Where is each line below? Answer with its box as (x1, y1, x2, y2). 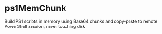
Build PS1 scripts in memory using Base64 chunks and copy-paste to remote (4, 18, 158, 24)
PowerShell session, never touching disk (4, 23, 85, 29)
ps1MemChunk (4, 3, 66, 14)
